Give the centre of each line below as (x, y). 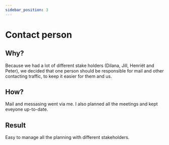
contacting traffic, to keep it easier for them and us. (59, 76)
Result (16, 125)
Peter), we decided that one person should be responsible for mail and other (84, 70)
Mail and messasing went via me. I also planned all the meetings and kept (81, 104)
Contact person (39, 34)
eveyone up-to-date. (27, 109)
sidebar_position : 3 (27, 10)
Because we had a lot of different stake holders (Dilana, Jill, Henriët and (80, 65)
